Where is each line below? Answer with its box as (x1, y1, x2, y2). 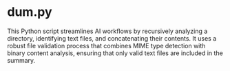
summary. (7, 56, 36, 64)
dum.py (7, 4, 52, 20)
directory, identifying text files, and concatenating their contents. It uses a (7, 34, 217, 42)
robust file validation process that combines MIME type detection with (7, 41, 206, 50)
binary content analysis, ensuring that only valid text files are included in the (7, 49, 224, 57)
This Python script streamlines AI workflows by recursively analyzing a (7, 27, 208, 35)
